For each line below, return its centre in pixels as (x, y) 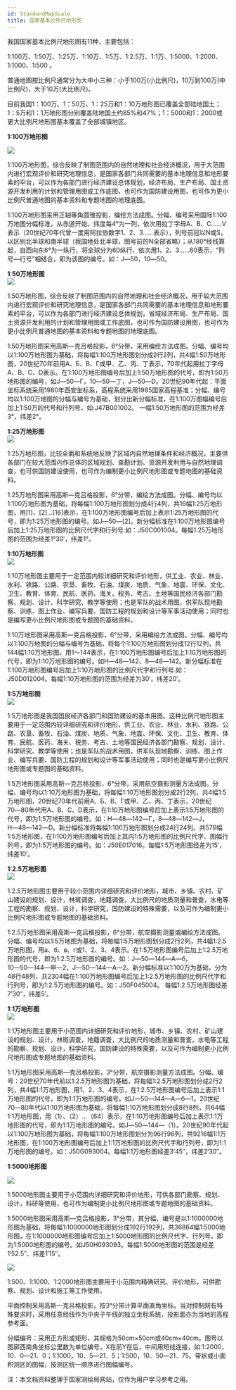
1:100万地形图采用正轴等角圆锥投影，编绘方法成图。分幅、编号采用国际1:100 (117, 215)
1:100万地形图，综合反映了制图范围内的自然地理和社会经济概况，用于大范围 (116, 164)
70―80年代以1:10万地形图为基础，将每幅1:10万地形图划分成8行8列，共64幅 (116, 1107)
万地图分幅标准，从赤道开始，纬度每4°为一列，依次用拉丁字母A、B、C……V (117, 223)
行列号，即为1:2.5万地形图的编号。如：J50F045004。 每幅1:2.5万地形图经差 (118, 985)
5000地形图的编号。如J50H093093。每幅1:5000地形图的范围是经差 (116, 1244)
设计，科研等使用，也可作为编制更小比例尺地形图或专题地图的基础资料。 (112, 1203)
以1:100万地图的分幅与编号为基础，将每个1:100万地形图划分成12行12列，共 (114, 643)
